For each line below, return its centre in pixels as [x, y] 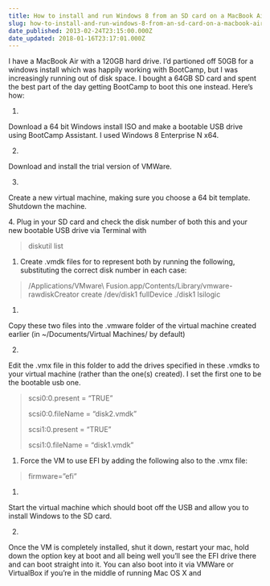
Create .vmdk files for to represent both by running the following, [127, 262]
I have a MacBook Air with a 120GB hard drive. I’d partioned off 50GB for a [131, 61]
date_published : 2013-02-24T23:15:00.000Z [80, 31]
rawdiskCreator [53, 294]
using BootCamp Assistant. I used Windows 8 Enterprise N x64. [114, 135]
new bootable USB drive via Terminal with [78, 231]
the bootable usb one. [45, 383]
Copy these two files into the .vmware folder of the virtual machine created [133, 326]
